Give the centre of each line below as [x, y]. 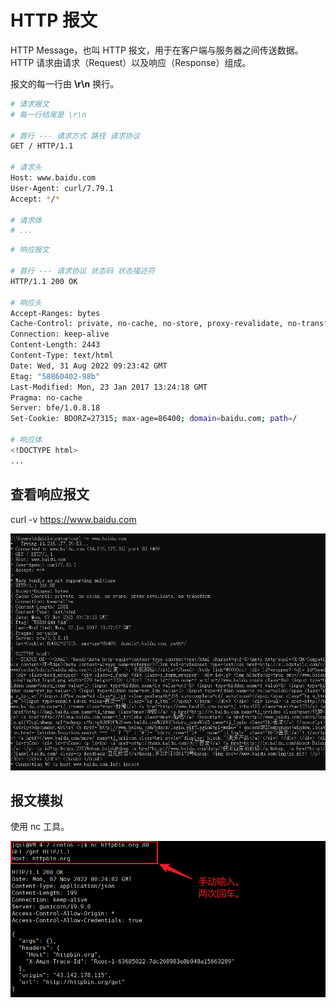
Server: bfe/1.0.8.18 [55, 408]
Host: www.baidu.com [53, 178]
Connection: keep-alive [60, 334]
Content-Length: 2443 [55, 345]
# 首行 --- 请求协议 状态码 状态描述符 [82, 271]
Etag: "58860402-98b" [55, 376]
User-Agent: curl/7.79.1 [62, 188]
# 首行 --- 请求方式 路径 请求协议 [75, 136]
